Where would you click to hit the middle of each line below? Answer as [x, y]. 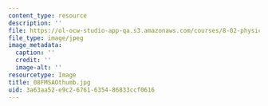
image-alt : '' [39, 68]
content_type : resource [48, 16]
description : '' [35, 23]
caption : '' [35, 53]
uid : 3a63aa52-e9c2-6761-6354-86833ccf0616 [82, 90]
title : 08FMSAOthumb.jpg [49, 82]
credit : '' [33, 61]
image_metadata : [35, 45]
